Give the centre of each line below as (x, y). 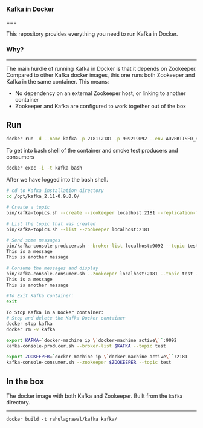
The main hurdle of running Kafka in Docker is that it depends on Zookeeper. (101, 68)
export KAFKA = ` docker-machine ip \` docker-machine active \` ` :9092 (92, 340)
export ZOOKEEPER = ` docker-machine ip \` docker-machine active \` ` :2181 (97, 357)
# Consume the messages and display (52, 268)
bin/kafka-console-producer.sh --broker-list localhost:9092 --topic (96, 246)
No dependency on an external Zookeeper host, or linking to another (100, 93)
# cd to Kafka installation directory (55, 191)
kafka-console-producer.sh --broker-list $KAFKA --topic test (86, 346)
